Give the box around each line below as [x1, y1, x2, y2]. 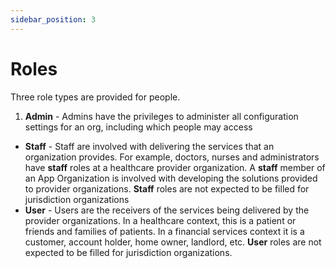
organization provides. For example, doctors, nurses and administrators [24, 151, 320, 163]
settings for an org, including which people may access [24, 121, 253, 133]
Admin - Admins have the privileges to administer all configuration [24, 110, 299, 122]
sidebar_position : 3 [10, 14, 97, 25]
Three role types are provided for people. [10, 91, 181, 103]
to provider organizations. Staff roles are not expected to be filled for [24, 182, 310, 195]
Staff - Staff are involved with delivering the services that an [24, 140, 275, 152]
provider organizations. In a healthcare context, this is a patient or [24, 214, 297, 226]
